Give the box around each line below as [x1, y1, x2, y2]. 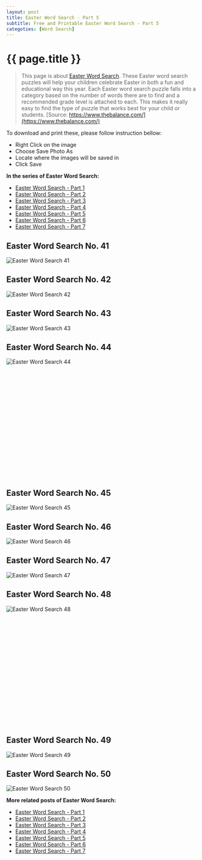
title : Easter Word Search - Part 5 [6, 15, 99, 21]
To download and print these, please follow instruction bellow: [6, 129, 162, 137]
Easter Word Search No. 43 [6, 308, 111, 319]
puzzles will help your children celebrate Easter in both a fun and [21, 79, 184, 86]
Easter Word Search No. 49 [6, 735, 111, 745]
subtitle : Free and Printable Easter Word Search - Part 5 [6, 20, 159, 26]
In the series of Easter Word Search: [6, 172, 99, 180]
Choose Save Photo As [15, 147, 73, 155]
